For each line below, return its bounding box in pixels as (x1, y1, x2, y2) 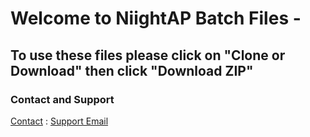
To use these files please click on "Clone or (10, 47, 286, 64)
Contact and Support (10, 92, 115, 106)
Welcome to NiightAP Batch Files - (10, 7, 302, 30)
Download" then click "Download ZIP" (10, 62, 254, 79)
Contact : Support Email (10, 115, 109, 127)
